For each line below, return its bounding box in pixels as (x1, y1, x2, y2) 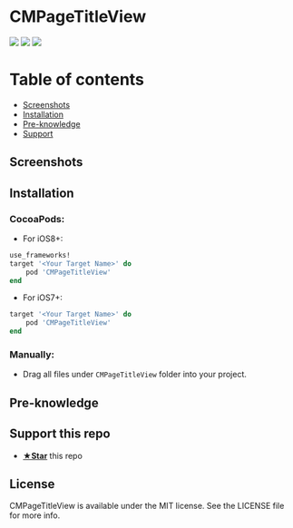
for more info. (9, 510, 61, 521)
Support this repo (9, 426, 111, 442)
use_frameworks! (9, 250, 71, 259)
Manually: (9, 348, 54, 360)
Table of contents (9, 70, 145, 90)
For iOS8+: (22, 233, 63, 244)
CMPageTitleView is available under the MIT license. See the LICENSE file (9, 501, 285, 512)
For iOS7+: (22, 292, 63, 303)
